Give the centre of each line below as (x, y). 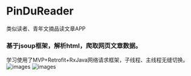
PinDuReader (40, 11)
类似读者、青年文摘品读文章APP (46, 28)
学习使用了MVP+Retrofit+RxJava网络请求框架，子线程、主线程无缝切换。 (97, 60)
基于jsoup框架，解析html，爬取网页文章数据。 (74, 45)
